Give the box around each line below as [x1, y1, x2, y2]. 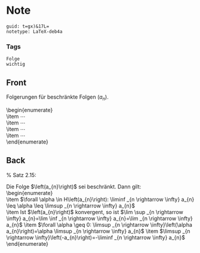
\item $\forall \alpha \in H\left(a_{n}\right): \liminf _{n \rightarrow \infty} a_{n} [6, 196, 195, 203]
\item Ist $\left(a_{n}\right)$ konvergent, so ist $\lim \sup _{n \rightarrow [6, 208, 184, 215]
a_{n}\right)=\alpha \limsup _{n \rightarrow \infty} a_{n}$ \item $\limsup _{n [6, 227, 190, 234]
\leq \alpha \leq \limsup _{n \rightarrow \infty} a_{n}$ [6, 202, 136, 209]
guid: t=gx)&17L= [6, 23, 50, 29]
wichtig [6, 61, 26, 68]
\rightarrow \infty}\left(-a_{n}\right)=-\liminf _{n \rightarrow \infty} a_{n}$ [6, 234, 185, 241]
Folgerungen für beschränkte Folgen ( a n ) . [6, 93, 109, 102]
